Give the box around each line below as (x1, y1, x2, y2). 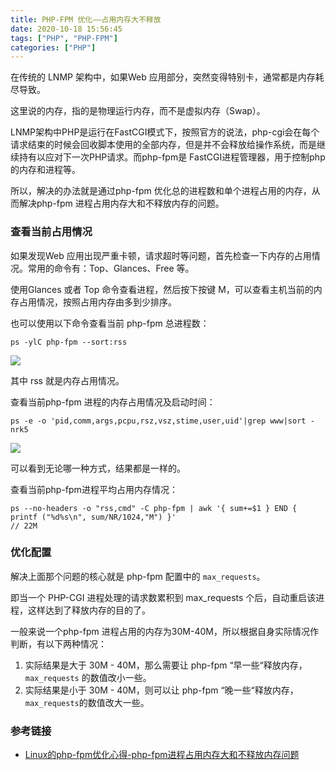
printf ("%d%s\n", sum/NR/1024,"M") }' (10, 512, 177, 522)
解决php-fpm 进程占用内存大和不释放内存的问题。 (18, 197, 225, 210)
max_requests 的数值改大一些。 (24, 696, 150, 708)
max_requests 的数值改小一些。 (24, 671, 152, 683)
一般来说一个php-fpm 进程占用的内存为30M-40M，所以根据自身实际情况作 (10, 625, 319, 637)
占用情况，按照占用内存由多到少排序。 (18, 296, 177, 308)
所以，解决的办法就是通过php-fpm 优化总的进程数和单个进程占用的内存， (10, 185, 312, 197)
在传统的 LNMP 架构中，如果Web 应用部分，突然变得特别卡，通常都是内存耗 (10, 71, 325, 83)
